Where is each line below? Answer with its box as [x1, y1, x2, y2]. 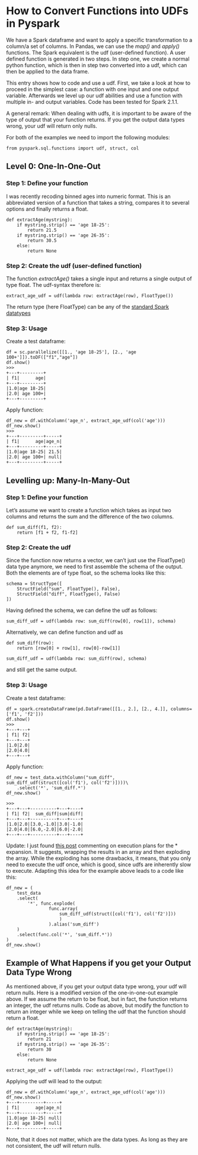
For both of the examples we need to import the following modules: [6, 133, 170, 141]
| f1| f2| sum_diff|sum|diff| [6, 811, 84, 816]
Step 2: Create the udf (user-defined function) [6, 261, 142, 270]
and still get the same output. [6, 666, 78, 674]
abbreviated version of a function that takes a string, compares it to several [6, 199, 190, 206]
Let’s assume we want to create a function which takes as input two [6, 506, 172, 513]
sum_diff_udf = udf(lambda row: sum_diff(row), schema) [6, 656, 147, 662]
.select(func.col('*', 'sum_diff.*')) [17, 931, 113, 937]
